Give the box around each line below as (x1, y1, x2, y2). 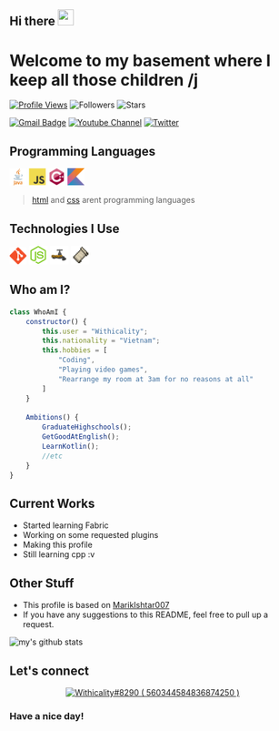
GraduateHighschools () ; (42, 422, 132, 432)
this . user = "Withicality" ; (42, 327, 148, 336)
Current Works (9, 495, 95, 511)
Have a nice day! (9, 709, 85, 722)
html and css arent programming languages (31, 195, 195, 206)
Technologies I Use (9, 220, 120, 237)
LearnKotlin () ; (42, 442, 100, 452)
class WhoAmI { (9, 307, 67, 317)
